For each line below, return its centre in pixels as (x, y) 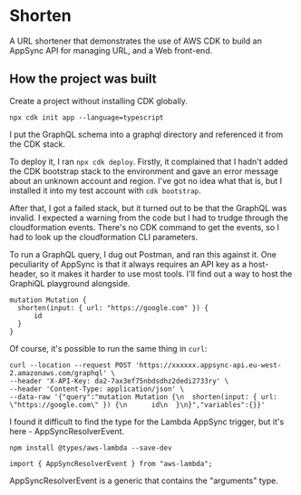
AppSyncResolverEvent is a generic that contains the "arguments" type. (144, 480)
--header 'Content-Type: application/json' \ (97, 389)
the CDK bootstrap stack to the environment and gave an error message (144, 171)
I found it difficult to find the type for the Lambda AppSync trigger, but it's (147, 422)
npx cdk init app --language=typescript (87, 117)
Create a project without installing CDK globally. (99, 101)
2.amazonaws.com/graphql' (58, 373)
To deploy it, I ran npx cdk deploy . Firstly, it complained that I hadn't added (149, 161)
